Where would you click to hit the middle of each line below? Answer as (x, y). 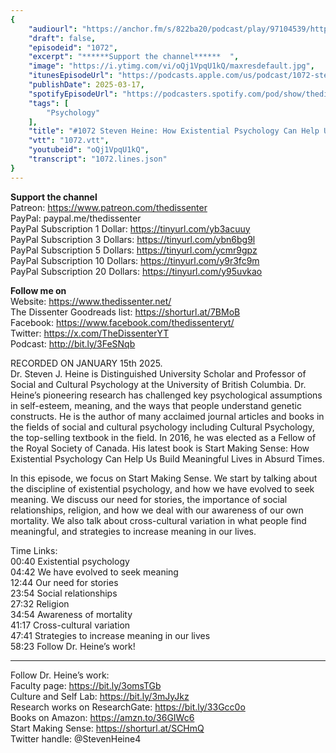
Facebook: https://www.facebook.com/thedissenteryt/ (122, 322)
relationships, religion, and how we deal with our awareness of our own (157, 510)
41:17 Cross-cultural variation (70, 625)
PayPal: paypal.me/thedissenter (76, 218)
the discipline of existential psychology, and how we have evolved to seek (162, 488)
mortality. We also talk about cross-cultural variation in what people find (158, 520)
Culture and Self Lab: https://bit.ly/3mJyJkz (100, 696)
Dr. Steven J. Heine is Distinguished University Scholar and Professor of (158, 373)
